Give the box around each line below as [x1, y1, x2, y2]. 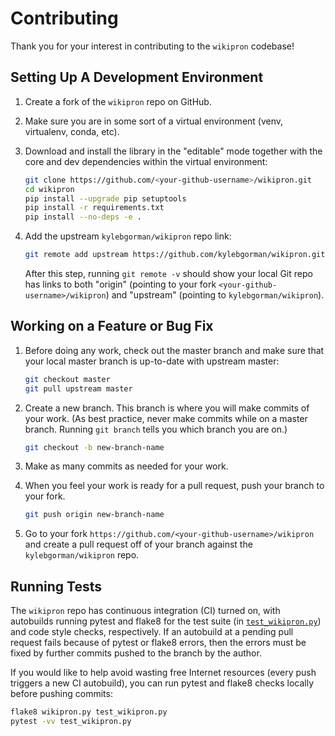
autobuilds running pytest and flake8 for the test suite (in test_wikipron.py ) [10, 615, 322, 627]
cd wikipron [24, 184, 75, 194]
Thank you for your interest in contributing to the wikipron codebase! [10, 40, 295, 52]
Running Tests [10, 578, 102, 595]
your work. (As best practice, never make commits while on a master [24, 412, 308, 424]
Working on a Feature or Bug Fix [10, 318, 214, 335]
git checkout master [24, 374, 111, 384]
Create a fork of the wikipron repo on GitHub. [24, 95, 212, 107]
